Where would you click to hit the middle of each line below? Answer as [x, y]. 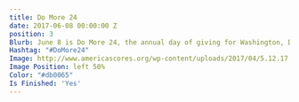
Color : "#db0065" [41, 75]
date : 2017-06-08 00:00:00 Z [63, 26]
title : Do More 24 [43, 17]
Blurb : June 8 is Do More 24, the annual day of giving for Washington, [147, 42]
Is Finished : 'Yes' [45, 83]
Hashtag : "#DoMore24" [49, 51]
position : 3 [31, 34]
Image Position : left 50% [57, 67]
